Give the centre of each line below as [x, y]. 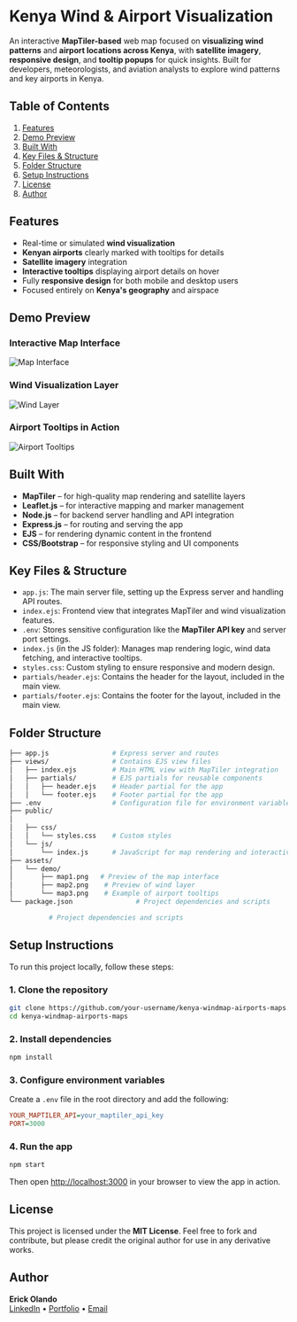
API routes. [42, 602]
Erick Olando [33, 1299]
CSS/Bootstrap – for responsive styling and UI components [130, 543]
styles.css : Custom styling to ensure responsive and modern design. [148, 667]
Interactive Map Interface [65, 343]
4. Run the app [41, 1147]
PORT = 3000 [27, 1124]
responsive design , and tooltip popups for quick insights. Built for [130, 59]
